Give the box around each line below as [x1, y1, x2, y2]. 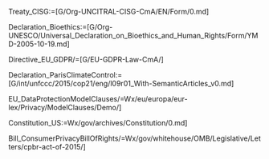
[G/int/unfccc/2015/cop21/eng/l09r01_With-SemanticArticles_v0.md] [8, 79, 234, 88]
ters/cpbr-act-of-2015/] [8, 142, 86, 151]
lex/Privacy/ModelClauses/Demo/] [8, 103, 122, 112]
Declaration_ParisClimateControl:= [8, 70, 123, 79]
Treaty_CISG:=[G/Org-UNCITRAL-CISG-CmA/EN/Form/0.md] [8, 7, 210, 16]
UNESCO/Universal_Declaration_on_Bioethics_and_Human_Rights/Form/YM [8, 31, 259, 40]
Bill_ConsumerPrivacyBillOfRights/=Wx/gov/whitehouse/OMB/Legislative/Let [8, 133, 261, 143]
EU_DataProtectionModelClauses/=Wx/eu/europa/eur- [8, 94, 188, 103]
